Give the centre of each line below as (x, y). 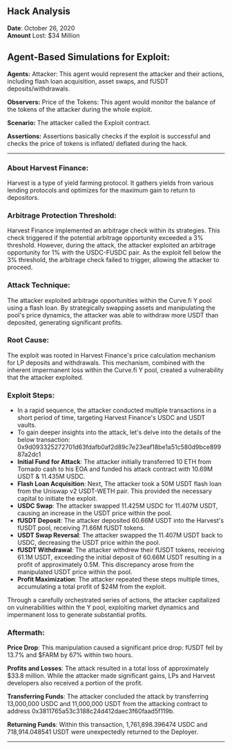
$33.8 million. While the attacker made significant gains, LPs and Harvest (111, 676)
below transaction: (43, 440)
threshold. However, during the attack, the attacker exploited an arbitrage (112, 246)
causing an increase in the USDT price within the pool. (95, 513)
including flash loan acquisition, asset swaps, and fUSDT (88, 81)
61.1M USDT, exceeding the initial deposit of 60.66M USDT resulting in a (119, 557)
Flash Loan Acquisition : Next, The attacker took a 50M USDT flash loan (119, 484)
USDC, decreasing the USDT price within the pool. (89, 543)
